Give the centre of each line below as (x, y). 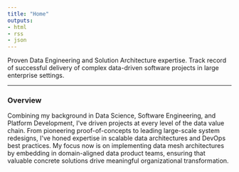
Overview (25, 101)
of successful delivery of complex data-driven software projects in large (113, 68)
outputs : (20, 21)
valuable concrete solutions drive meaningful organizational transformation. (118, 161)
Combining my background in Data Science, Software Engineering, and (112, 116)
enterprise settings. (36, 76)
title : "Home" (28, 14)
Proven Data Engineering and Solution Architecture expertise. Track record (117, 60)
